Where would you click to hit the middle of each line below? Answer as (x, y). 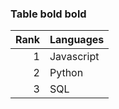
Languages (77, 40)
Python (66, 73)
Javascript (74, 57)
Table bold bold (48, 14)
